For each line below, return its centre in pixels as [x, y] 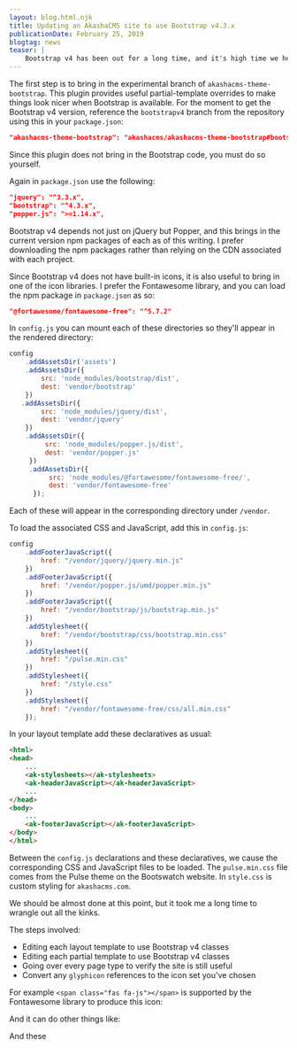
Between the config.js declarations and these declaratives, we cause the [144, 858]
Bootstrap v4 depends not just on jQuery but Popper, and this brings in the [145, 230]
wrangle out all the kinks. [55, 912]
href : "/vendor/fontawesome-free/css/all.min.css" [136, 709]
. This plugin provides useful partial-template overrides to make [160, 93]
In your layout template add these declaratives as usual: [110, 734]
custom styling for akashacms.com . [70, 886]
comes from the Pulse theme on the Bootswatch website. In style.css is [141, 876]
